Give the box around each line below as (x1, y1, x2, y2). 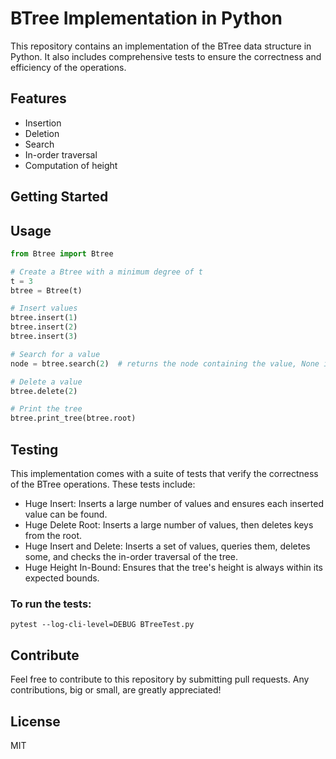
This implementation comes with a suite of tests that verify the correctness (10, 468, 319, 480)
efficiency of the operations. (10, 61, 127, 73)
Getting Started (10, 188, 109, 206)
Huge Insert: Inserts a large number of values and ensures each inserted (24, 498, 325, 510)
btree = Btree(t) (10, 285, 83, 296)
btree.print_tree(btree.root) (10, 413, 137, 424)
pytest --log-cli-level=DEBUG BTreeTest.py (10, 620, 195, 630)
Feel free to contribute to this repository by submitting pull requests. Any (10, 673, 310, 686)
